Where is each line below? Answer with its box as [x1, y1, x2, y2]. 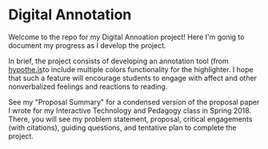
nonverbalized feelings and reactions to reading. [8, 82, 168, 91]
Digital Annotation [8, 6, 132, 24]
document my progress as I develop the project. [8, 40, 166, 50]
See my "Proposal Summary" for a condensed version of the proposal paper [8, 97, 260, 107]
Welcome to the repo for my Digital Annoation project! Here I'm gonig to [8, 32, 245, 42]
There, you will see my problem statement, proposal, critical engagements [8, 114, 253, 123]
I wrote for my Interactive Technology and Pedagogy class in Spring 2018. [8, 106, 252, 115]
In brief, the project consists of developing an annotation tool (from [8, 56, 230, 66]
